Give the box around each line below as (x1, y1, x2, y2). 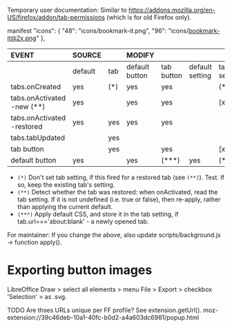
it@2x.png (7, 34, 37, 42)
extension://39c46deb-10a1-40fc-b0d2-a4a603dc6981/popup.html (7, 313, 200, 321)
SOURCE (72, 51, 101, 60)
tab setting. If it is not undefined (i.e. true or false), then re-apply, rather (17, 195, 221, 203)
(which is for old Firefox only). (106, 13, 192, 21)
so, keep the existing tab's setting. (17, 181, 115, 189)
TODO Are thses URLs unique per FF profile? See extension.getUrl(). (7, 306, 202, 314)
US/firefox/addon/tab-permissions (7, 13, 106, 21)
